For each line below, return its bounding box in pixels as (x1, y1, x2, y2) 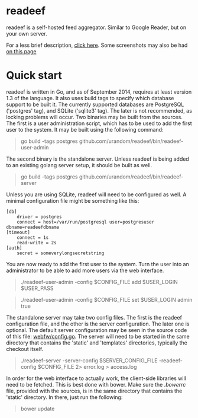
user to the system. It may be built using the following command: (6, 126, 164, 133)
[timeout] (6, 229, 31, 235)
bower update (20, 405, 55, 412)
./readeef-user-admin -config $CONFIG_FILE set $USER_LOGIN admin (20, 296, 193, 303)
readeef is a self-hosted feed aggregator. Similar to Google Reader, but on (6, 24, 187, 31)
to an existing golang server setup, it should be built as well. (6, 161, 152, 168)
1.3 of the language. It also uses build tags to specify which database (6, 94, 174, 101)
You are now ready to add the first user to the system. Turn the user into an (6, 260, 189, 267)
